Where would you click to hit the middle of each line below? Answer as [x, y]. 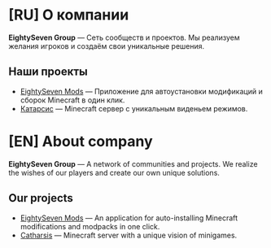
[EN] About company [81, 141]
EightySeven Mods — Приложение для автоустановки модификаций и [141, 91]
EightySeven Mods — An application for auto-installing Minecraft [129, 218]
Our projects [41, 198]
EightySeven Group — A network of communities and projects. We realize [133, 163]
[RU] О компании [69, 15]
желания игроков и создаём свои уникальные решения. [107, 46]
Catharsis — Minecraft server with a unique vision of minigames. [129, 235]
